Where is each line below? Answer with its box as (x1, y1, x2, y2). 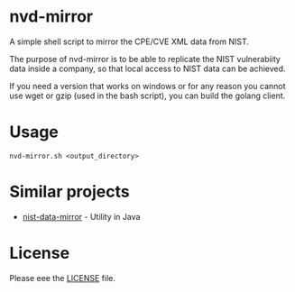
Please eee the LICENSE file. (9, 272, 115, 283)
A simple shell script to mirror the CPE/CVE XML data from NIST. (9, 36, 250, 47)
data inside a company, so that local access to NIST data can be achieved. (9, 63, 286, 74)
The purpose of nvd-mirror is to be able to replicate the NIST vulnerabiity (9, 53, 281, 64)
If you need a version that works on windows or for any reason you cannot (9, 80, 286, 91)
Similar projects (9, 182, 130, 202)
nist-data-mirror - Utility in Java (22, 211, 141, 222)
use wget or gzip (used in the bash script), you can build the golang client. (9, 90, 286, 101)
